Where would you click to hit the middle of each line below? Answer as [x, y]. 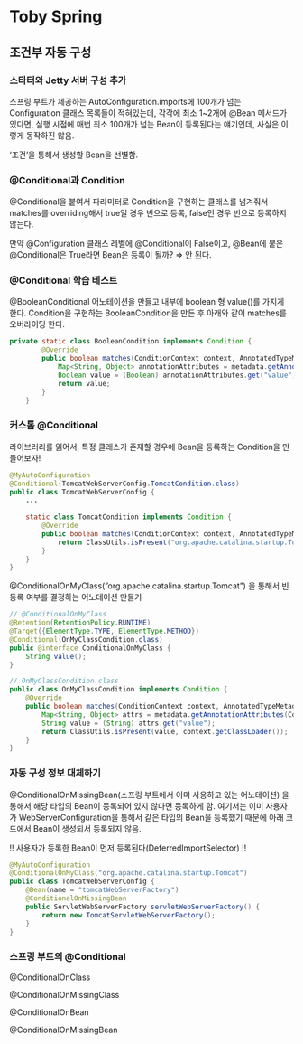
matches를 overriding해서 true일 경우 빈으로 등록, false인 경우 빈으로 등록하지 [148, 213]
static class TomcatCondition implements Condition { [129, 517]
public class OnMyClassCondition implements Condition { [119, 690]
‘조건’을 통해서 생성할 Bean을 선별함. [74, 155]
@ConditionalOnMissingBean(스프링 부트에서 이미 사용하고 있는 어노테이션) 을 [150, 795]
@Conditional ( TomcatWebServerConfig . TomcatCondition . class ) [125, 484]
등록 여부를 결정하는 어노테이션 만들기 [76, 597]
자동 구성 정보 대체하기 [55, 773]
